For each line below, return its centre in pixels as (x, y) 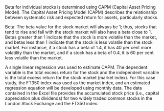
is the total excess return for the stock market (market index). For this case (80, 78)
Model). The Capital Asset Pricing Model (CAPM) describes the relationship (81, 12)
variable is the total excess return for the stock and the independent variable (82, 72)
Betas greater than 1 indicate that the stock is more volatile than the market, (81, 37)
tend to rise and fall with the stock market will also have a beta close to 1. (79, 32)
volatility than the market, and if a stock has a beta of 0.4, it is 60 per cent (80, 53)
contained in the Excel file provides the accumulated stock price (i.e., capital (82, 93)
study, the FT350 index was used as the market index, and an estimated (78, 83)
